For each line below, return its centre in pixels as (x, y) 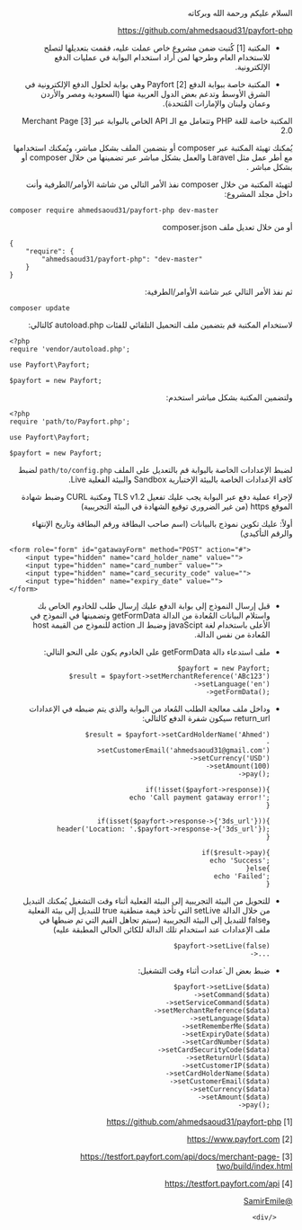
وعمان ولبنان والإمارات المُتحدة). (216, 103)
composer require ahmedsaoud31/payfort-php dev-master (114, 210)
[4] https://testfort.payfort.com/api (229, 1183)
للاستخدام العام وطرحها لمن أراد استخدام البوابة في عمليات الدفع (162, 57)
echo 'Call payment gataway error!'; (200, 798)
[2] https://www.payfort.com (240, 1139)
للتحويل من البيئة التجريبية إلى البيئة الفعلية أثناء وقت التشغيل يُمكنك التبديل (147, 901)
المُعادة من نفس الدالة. (232, 634)
